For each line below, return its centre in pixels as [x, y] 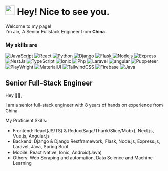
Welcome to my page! [28, 26]
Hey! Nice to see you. [64, 12]
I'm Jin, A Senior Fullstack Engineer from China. [56, 31]
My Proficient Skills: [26, 121]
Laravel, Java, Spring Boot [40, 147]
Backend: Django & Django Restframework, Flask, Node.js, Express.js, [86, 141]
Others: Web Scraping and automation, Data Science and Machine [82, 158]
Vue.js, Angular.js [31, 136]
